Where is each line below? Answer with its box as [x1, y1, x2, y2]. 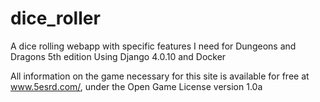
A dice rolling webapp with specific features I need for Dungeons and [10, 40, 297, 52]
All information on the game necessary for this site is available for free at [10, 70, 310, 82]
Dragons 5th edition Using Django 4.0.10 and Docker [10, 50, 227, 62]
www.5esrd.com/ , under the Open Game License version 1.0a [10, 80, 263, 92]
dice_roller [10, 7, 101, 30]
